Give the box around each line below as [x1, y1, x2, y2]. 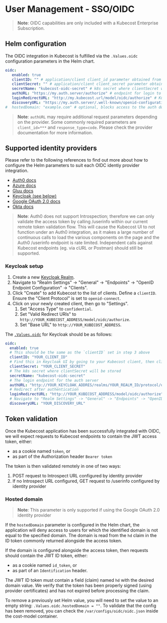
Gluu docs [12, 188, 34, 194]
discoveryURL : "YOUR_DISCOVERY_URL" [9, 401, 85, 406]
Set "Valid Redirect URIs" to [19, 311, 77, 317]
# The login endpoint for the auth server [9, 378, 99, 383]
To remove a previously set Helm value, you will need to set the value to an [5, 598, 159, 604]
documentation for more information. [17, 129, 93, 135]
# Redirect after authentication [9, 387, 79, 392]
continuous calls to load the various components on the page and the [17, 235, 160, 241]
